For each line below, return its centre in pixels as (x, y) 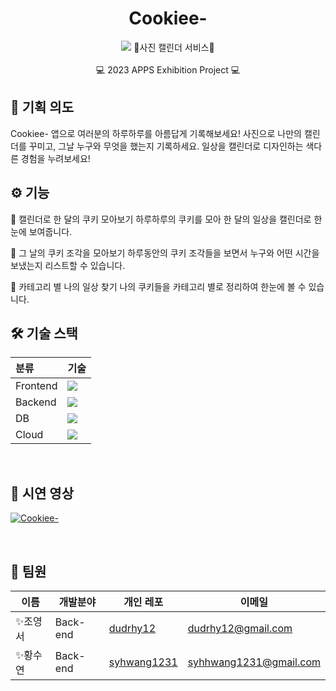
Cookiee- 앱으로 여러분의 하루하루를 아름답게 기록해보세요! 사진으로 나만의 (156, 133)
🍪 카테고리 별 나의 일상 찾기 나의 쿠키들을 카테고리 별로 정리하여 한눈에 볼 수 (158, 286)
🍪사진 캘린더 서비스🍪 (174, 47)
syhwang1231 (143, 662)
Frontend (36, 386)
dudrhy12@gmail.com (240, 628)
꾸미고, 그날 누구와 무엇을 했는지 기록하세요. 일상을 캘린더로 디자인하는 (166, 146)
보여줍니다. (50, 231)
